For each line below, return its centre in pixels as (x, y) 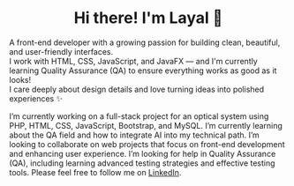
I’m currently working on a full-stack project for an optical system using (139, 116)
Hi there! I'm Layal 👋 (148, 18)
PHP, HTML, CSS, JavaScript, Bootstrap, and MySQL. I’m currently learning (146, 125)
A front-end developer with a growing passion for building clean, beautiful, (145, 42)
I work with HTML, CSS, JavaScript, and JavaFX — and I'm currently (133, 61)
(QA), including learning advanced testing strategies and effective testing (142, 163)
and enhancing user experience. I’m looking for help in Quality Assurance (143, 153)
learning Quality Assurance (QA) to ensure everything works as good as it (143, 71)
